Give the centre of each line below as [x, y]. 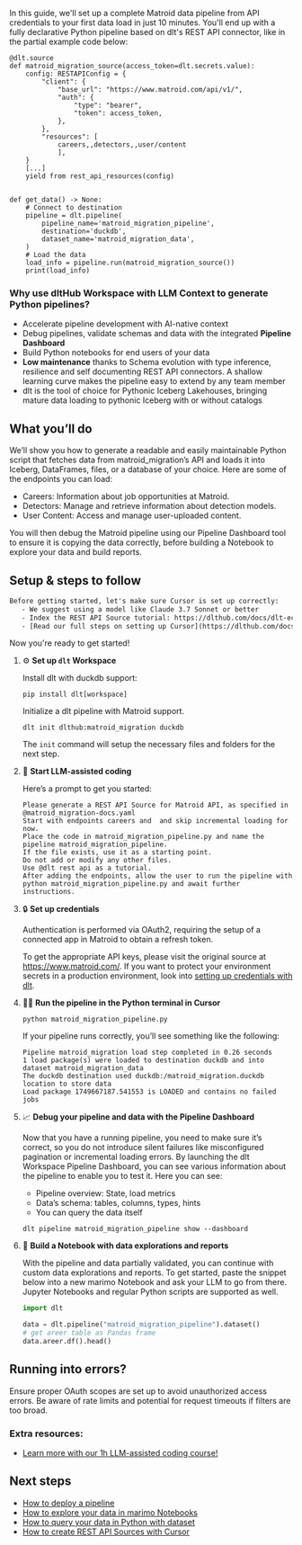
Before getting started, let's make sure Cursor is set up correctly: [144, 601]
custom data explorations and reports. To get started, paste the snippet [154, 1273]
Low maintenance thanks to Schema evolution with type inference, [147, 362]
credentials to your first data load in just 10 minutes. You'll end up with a [142, 22]
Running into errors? [68, 1369]
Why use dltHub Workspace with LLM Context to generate [139, 293]
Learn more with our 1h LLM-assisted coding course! [120, 1453]
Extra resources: [46, 1433]
